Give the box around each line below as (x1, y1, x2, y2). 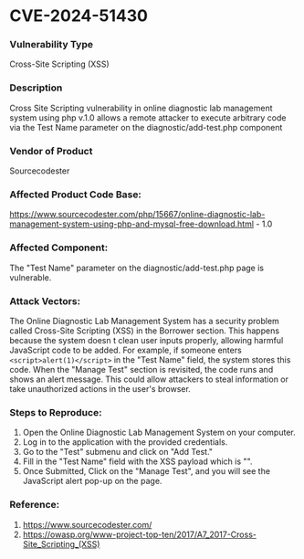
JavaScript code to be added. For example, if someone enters (9, 344, 242, 355)
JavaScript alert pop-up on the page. (22, 476, 162, 487)
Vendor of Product (9, 144, 93, 157)
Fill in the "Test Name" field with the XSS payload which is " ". (22, 456, 253, 467)
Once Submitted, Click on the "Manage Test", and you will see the (22, 466, 271, 477)
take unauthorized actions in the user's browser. (9, 383, 192, 394)
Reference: (9, 499, 60, 512)
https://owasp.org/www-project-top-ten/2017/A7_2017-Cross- (22, 529, 257, 540)
